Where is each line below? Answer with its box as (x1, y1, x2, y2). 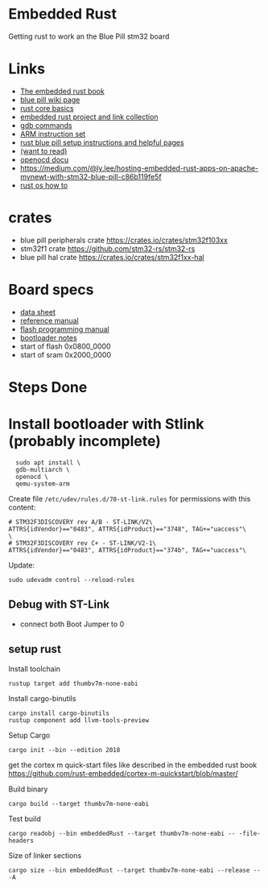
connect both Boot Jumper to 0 (19, 619, 125, 629)
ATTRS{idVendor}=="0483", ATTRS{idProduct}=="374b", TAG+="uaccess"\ (8, 546, 247, 554)
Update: (8, 560, 35, 570)
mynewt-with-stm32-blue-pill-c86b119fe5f (19, 171, 163, 181)
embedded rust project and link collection (19, 112, 159, 122)
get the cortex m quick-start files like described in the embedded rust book (8, 760, 258, 770)
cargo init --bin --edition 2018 (8, 746, 121, 754)
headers (8, 836, 35, 845)
